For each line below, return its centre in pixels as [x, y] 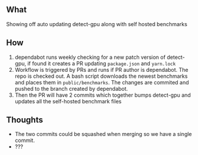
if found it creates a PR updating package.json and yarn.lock [102, 63]
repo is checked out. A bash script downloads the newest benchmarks [101, 76]
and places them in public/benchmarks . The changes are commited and [102, 82]
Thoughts [25, 120]
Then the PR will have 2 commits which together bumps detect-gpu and [103, 95]
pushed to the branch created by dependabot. [71, 88]
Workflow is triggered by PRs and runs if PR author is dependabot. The [101, 69]
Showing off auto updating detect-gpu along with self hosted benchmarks [97, 24]
